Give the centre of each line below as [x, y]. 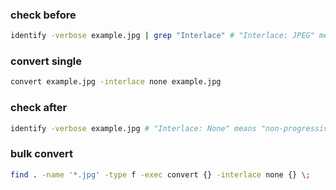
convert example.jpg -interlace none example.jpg [116, 82]
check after [39, 108]
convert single [46, 61]
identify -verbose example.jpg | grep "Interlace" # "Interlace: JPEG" [162, 36]
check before [43, 15]
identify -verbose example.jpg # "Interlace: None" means [133, 128]
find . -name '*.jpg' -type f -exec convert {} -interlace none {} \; [160, 174]
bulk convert [42, 154]
